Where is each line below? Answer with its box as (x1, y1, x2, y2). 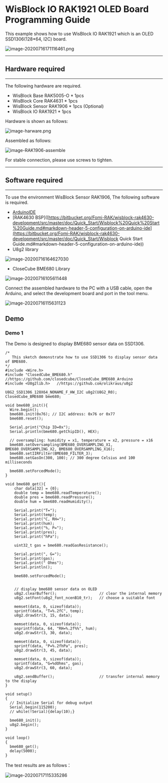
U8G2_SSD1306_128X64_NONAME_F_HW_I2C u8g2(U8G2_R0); (5, 390, 117, 395)
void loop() (5, 735, 30, 740)
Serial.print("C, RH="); (14, 516, 66, 522)
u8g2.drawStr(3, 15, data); (14, 613, 72, 618)
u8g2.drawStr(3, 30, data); (14, 630, 72, 635)
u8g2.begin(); (9, 722, 39, 727)
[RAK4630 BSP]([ (12, 214, 49, 220)
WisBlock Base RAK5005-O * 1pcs (12, 92, 84, 98)
